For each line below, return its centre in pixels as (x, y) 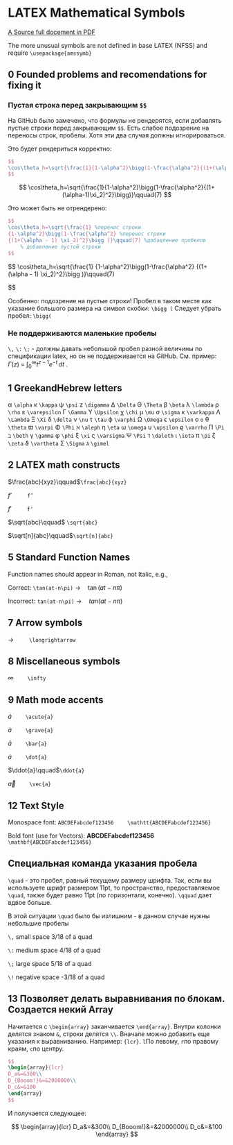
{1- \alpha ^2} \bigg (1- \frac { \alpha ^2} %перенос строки (87, 234)
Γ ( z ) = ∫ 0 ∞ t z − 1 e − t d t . (38, 365)
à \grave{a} (31, 730)
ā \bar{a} (28, 743)
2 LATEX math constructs (64, 465)
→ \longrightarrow (42, 639)
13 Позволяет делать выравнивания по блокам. (116, 999)
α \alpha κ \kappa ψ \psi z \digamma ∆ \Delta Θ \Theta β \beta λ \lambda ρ (114, 405)
